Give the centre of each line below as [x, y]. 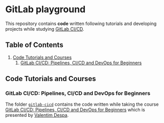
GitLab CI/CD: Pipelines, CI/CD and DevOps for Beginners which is [75, 110]
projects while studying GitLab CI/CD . [45, 29]
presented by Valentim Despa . [37, 115]
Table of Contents [34, 45]
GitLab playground [45, 9]
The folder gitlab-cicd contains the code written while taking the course [82, 104]
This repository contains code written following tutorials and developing [81, 23]
